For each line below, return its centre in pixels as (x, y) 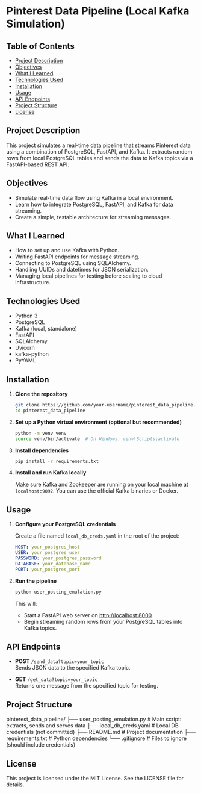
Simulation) (36, 24)
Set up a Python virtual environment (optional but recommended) (98, 422)
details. (15, 785)
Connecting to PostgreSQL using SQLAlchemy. (73, 263)
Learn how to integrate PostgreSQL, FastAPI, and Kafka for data (94, 204)
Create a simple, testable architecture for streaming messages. (93, 217)
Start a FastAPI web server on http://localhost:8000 (88, 615)
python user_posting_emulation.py (58, 592)
